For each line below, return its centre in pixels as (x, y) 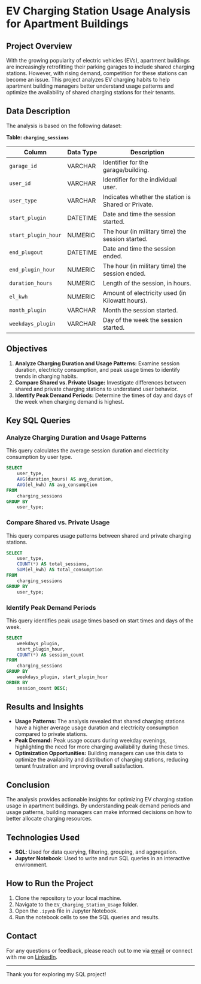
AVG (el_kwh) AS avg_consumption (57, 485)
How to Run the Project (50, 883)
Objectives (27, 349)
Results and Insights (45, 707)
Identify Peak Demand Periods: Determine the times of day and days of (104, 395)
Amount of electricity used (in (144, 293)
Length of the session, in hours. (147, 283)
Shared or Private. (128, 204)
